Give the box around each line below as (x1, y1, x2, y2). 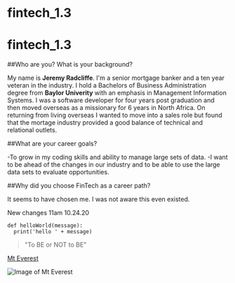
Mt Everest (7, 254, 39, 263)
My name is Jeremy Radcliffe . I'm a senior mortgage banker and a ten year (7, 74, 225, 82)
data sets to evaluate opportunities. (7, 168, 110, 177)
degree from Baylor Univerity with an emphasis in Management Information (7, 89, 227, 97)
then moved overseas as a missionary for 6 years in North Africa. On (7, 104, 206, 112)
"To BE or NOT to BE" (24, 240, 87, 249)
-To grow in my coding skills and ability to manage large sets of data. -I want (7, 153, 228, 162)
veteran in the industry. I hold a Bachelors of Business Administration (7, 81, 207, 90)
